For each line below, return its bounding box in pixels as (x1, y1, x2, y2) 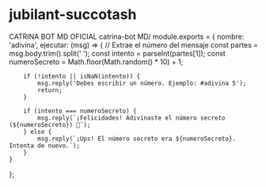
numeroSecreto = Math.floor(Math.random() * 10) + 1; (9, 57, 184, 67)
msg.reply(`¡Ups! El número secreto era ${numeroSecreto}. (37, 135, 237, 143)
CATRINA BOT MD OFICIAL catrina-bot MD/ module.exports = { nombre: (9, 32, 245, 41)
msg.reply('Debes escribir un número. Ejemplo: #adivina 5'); (37, 79, 247, 87)
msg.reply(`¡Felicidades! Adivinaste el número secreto (37, 113, 226, 122)
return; (37, 86, 63, 94)
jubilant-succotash (9, 6, 137, 24)
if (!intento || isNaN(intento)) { (23, 72, 141, 80)
